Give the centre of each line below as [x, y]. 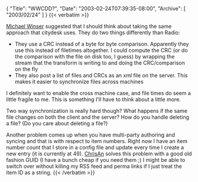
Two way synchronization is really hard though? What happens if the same [97, 111]
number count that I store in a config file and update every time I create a [95, 147]
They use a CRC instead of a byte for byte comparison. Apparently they [102, 44]
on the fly [26, 69]
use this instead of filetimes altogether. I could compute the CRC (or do [101, 50]
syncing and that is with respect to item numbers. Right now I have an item [97, 141]
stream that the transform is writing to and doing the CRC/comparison [100, 63]
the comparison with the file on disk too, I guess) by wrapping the [95, 56]
